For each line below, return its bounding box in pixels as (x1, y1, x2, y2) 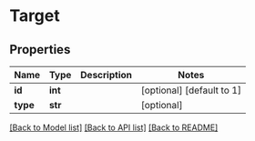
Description (80, 69, 132, 81)
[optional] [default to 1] (140, 84, 241, 96)
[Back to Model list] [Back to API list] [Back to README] (9, 122, 219, 133)
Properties (9, 42, 71, 57)
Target (9, 5, 61, 26)
